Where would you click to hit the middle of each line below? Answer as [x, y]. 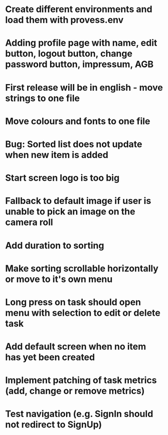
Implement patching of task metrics [81, 380]
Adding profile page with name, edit [81, 43]
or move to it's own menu [59, 279]
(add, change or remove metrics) [75, 391]
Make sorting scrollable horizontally [82, 268]
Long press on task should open [73, 302]
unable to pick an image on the [70, 212]
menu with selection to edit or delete [83, 313]
